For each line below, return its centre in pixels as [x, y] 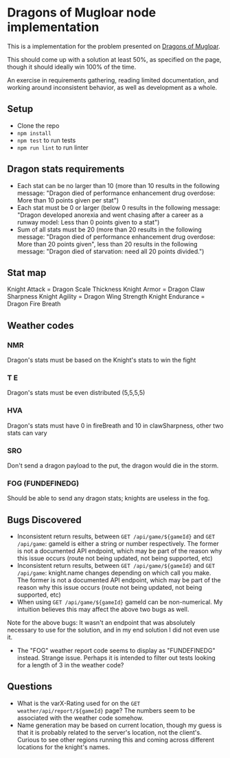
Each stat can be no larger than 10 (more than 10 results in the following [118, 185]
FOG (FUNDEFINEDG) [43, 483]
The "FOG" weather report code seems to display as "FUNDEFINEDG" [116, 651]
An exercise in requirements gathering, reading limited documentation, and [113, 80]
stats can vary [27, 433]
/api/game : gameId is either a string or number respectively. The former [118, 544]
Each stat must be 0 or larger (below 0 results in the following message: [119, 207]
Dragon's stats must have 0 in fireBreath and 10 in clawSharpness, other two [115, 425]
